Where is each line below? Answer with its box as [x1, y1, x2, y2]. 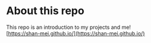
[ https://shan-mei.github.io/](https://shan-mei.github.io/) [6, 29, 145, 37]
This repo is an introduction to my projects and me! [6, 24, 131, 31]
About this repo [6, 4, 84, 18]
